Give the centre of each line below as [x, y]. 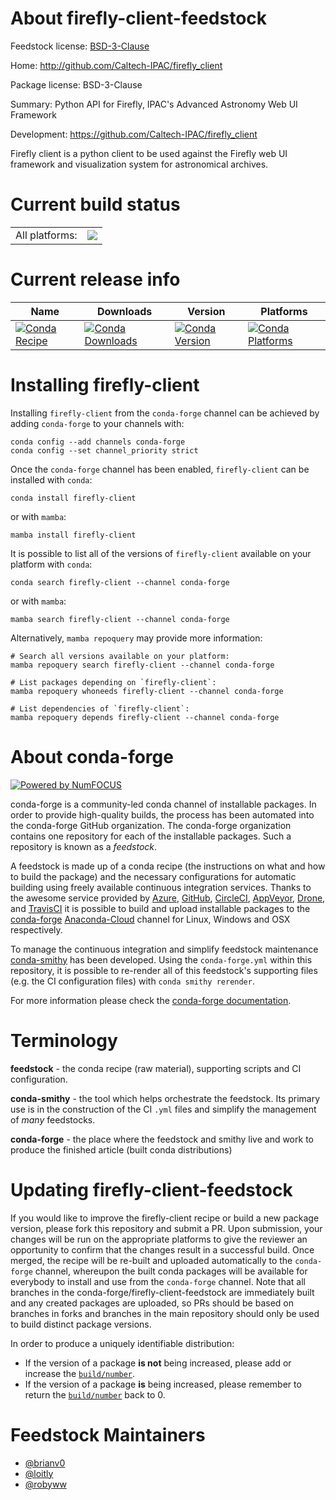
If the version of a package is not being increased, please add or [158, 1363]
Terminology [64, 1040]
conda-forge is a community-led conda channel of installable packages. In [163, 804]
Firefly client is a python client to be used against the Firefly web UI [149, 153]
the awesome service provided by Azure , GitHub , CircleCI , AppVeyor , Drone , [168, 898]
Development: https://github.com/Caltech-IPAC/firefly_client [134, 134]
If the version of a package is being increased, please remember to [163, 1384]
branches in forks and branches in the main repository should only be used [165, 1313]
